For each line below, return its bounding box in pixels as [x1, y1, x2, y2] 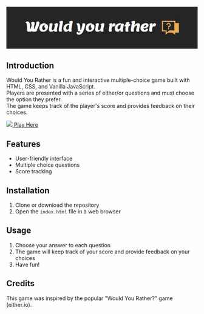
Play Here [13, 121, 38, 129]
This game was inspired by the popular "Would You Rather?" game [6, 295, 173, 302]
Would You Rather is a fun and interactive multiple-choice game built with [6, 76, 190, 84]
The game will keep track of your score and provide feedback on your [15, 248, 190, 255]
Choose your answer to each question [15, 241, 111, 249]
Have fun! [15, 261, 40, 268]
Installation [6, 185, 50, 196]
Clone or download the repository [15, 201, 100, 209]
